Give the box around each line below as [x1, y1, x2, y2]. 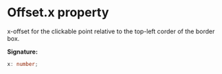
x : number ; [7, 60, 38, 67]
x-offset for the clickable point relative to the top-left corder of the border [7, 27, 215, 35]
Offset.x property [7, 5, 109, 20]
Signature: [7, 48, 38, 56]
